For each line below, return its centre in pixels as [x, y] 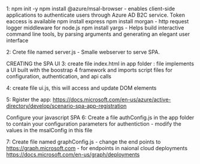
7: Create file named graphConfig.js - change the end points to [84, 142]
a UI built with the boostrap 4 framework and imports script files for [89, 70]
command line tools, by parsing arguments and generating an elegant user [98, 34]
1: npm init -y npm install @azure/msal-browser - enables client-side [91, 9]
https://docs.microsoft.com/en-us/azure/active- [112, 99]
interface [17, 40]
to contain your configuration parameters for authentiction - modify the [94, 124]
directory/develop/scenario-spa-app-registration [66, 106]
